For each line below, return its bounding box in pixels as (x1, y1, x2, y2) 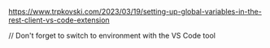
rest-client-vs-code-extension (8, 15, 110, 25)
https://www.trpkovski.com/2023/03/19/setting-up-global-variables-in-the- (8, 7, 262, 16)
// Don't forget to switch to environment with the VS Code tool (8, 31, 216, 40)
